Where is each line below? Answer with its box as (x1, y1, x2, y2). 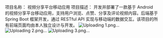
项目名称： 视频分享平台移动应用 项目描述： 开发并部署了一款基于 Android (5, 4, 153, 10)
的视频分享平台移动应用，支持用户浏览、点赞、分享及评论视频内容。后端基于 (5, 10, 158, 16)
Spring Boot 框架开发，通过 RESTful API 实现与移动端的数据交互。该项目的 (5, 16, 154, 22)
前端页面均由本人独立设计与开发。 (9, 22, 78, 28)
